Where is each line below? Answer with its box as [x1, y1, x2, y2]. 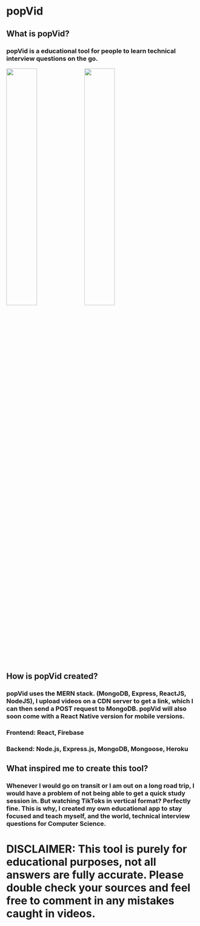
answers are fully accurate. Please [6, 868, 184, 882]
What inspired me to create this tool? [6, 763, 148, 774]
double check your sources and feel [6, 880, 191, 894]
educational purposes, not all [6, 855, 156, 869]
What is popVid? [6, 29, 70, 39]
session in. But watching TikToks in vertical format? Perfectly [6, 797, 191, 805]
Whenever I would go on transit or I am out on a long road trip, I [6, 781, 195, 790]
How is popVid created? [6, 671, 98, 681]
